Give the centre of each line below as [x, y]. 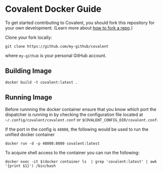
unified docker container [30, 134]
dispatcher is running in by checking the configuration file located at [74, 115]
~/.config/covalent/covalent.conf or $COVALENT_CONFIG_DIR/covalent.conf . [82, 119]
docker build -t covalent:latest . [41, 82]
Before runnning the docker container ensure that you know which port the [81, 109]
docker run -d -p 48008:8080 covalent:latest [52, 144]
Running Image [29, 98]
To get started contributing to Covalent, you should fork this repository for [80, 23]
